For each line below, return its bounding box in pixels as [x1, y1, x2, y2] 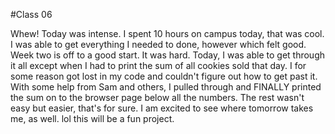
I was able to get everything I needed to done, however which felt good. [10, 39, 307, 50]
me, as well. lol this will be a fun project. [10, 113, 175, 124]
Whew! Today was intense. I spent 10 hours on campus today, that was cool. [10, 28, 325, 39]
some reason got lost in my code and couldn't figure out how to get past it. [10, 70, 318, 82]
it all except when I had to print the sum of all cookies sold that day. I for [10, 60, 307, 71]
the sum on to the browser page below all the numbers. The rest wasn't [10, 92, 305, 103]
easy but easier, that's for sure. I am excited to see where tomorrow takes [10, 102, 314, 114]
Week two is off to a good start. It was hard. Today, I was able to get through [10, 49, 325, 61]
